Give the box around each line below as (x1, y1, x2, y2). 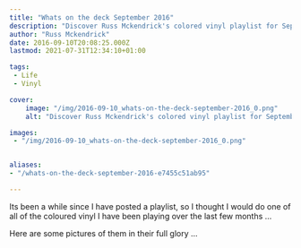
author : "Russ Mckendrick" (9, 30, 110, 38)
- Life (13, 71, 39, 81)
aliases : (9, 160, 42, 170)
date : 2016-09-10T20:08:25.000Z (9, 38, 130, 47)
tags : (9, 63, 30, 72)
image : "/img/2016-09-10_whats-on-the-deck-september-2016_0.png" (25, 104, 279, 113)
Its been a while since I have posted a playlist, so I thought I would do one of (9, 201, 291, 211)
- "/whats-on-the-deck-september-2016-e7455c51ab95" (9, 169, 211, 178)
